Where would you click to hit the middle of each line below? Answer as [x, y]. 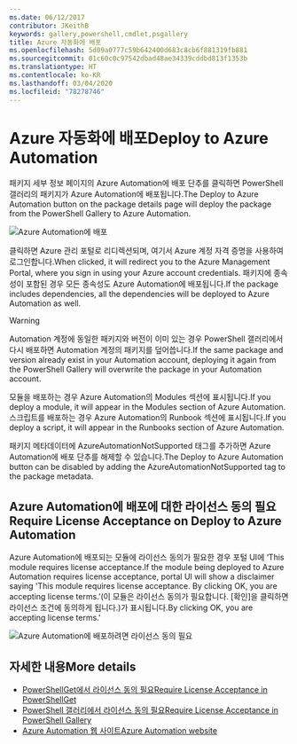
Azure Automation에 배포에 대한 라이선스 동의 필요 [143, 506]
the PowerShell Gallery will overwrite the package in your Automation [136, 370]
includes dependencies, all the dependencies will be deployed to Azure [140, 294]
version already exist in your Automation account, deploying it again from [143, 360]
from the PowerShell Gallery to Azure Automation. [100, 214]
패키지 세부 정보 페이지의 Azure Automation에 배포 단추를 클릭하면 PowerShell [146, 184]
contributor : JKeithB [49, 26]
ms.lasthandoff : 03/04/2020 [61, 83]
